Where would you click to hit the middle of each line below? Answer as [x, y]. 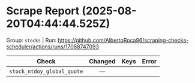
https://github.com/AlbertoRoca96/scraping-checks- [123, 40]
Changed [102, 61]
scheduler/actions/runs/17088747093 [52, 47]
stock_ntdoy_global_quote [46, 71]
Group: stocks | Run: [31, 40]
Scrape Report [43, 11]
